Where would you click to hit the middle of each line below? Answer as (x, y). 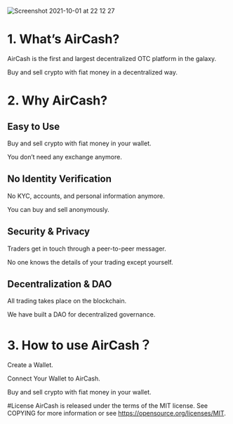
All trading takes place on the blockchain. (67, 301)
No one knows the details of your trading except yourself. (90, 262)
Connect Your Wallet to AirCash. (54, 378)
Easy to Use (34, 126)
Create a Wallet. (31, 365)
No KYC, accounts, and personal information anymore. (86, 196)
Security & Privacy (49, 232)
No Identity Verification (60, 179)
